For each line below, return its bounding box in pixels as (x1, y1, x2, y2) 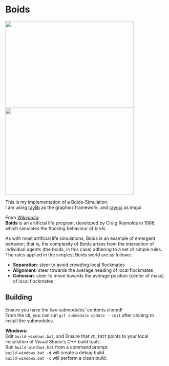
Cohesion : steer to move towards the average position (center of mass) (12, 272, 164, 278)
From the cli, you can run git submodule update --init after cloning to (5, 312, 155, 318)
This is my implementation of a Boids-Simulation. (5, 199, 109, 205)
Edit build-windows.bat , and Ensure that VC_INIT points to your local (5, 333, 149, 339)
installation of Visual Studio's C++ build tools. (5, 338, 101, 344)
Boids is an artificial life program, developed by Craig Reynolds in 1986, (5, 220, 156, 226)
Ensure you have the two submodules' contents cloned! (5, 306, 123, 312)
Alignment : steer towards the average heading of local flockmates (12, 267, 154, 273)
